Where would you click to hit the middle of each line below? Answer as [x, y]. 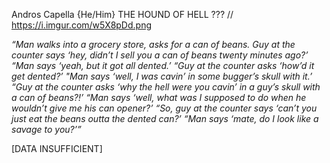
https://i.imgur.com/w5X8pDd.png [82, 25]
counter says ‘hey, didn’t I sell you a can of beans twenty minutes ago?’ [160, 55]
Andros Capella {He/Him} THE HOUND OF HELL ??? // [122, 14]
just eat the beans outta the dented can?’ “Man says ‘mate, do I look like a [165, 118]
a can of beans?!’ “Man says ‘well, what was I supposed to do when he [159, 97]
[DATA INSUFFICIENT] [57, 148]
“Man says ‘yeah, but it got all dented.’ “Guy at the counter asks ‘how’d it [163, 65]
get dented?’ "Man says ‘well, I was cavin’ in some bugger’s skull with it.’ [162, 76]
